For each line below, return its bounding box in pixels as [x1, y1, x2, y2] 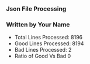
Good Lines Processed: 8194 [14, 40, 84, 47]
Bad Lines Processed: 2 [14, 46, 72, 53]
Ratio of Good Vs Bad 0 [14, 52, 71, 60]
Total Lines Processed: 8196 [14, 34, 83, 41]
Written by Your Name [6, 20, 70, 28]
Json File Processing [6, 5, 67, 13]
